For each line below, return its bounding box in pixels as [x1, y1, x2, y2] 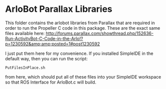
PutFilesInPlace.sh [5, 65, 46, 70]
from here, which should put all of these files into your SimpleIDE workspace [5, 74, 162, 80]
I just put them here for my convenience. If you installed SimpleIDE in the [5, 50, 154, 56]
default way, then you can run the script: [5, 55, 88, 61]
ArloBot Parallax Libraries [5, 3, 112, 15]
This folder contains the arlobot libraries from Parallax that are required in [5, 20, 155, 26]
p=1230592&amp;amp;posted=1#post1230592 [5, 41, 100, 46]
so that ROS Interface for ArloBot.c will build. [5, 79, 97, 85]
